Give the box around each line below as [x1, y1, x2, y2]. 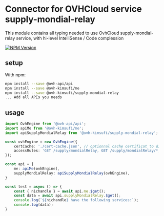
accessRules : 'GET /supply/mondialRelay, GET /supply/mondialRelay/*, [14, 148, 161, 153]
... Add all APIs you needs [5, 95, 62, 100]
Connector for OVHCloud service [5, 3, 143, 15]
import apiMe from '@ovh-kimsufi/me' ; [5, 126, 84, 130]
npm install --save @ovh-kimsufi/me [5, 86, 80, 91]
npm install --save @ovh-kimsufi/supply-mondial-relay [5, 90, 119, 95]
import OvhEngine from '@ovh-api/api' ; [5, 121, 86, 127]
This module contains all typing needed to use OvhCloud [5, 30, 120, 36]
